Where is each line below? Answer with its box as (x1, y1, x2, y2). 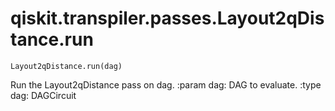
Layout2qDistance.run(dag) (10, 61, 123, 71)
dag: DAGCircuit (10, 89, 77, 101)
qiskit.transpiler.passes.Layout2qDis (10, 7, 325, 30)
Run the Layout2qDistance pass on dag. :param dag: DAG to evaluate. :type (10, 78, 322, 91)
